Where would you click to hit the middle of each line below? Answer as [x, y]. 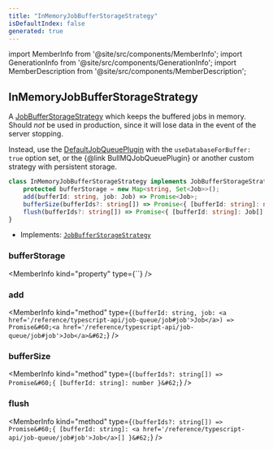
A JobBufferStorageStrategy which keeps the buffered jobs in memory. [127, 117]
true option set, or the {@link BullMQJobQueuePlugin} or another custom [131, 158]
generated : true [36, 31]
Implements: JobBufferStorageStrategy [86, 235]
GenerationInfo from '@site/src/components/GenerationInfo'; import [123, 63]
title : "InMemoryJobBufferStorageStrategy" [83, 16]
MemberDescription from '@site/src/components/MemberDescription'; [127, 71]
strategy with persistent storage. [63, 167]
